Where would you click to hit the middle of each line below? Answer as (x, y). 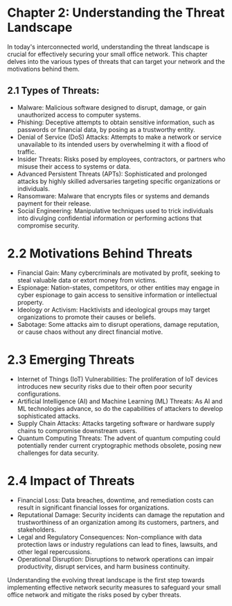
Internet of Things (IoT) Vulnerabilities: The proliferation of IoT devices (117, 379)
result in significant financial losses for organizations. (93, 507)
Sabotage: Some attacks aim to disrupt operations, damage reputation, (118, 324)
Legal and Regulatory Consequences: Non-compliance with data (109, 537)
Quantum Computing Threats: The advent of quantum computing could (118, 438)
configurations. (39, 394)
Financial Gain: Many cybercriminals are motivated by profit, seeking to (118, 273)
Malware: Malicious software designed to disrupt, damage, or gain (111, 107)
